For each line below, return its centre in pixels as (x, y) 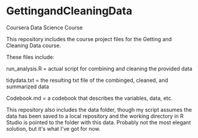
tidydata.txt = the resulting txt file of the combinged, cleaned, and (87, 80)
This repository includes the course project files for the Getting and (89, 39)
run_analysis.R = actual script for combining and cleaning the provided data (99, 68)
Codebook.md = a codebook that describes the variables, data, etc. (89, 98)
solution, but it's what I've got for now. (53, 128)
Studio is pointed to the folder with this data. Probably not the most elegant (99, 122)
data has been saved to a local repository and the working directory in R (95, 116)
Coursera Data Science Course (44, 27)
